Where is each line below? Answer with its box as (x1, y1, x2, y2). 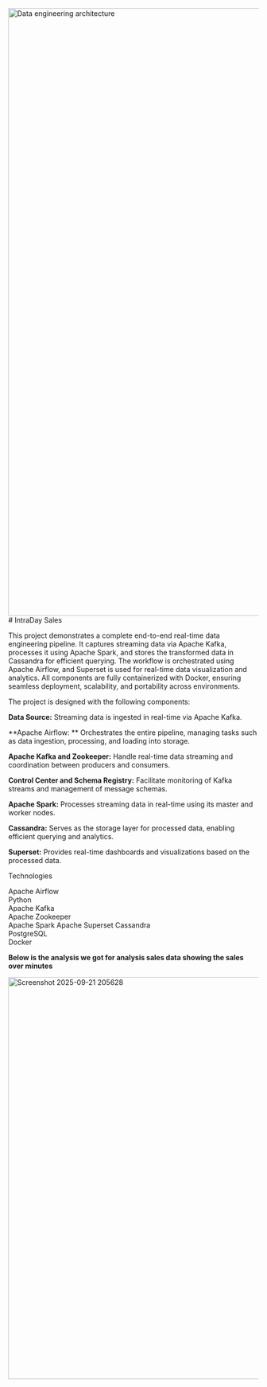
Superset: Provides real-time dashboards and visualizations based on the (8, 847, 250, 857)
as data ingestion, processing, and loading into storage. (8, 736, 191, 745)
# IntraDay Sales (8, 615, 62, 624)
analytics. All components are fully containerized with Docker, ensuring (8, 673, 242, 682)
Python (8, 895, 32, 904)
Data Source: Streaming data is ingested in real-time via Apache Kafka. (8, 713, 242, 721)
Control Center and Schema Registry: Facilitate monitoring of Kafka (8, 776, 233, 785)
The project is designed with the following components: (8, 697, 191, 706)
